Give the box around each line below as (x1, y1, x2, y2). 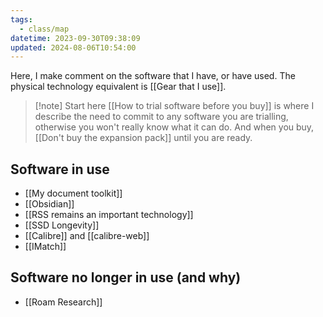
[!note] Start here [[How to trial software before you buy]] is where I (34, 100, 315, 112)
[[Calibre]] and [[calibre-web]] (24, 230, 150, 242)
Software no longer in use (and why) (10, 269, 242, 286)
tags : (10, 14, 33, 25)
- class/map (19, 24, 70, 34)
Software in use (10, 161, 110, 178)
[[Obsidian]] (24, 198, 75, 210)
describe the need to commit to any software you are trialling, (34, 111, 289, 123)
